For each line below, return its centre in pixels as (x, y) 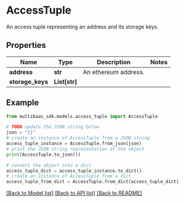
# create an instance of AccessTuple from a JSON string (78, 138)
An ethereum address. (114, 72)
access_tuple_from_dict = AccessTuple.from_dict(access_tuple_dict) (93, 182)
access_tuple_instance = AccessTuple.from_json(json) (74, 144)
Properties (26, 45)
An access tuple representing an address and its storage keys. (83, 27)
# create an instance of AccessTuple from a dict (69, 176)
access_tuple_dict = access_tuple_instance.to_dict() (74, 171)
